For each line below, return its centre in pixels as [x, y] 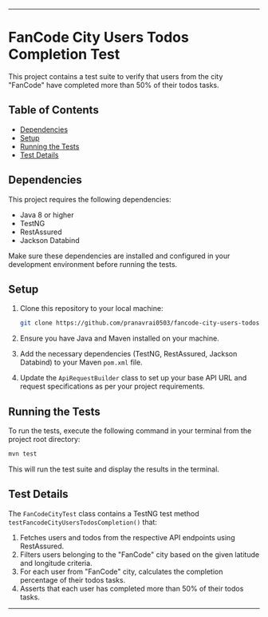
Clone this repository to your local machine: [91, 308]
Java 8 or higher [47, 215]
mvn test [23, 454]
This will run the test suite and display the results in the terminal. [114, 469]
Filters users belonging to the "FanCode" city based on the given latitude [140, 554]
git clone [36, 323]
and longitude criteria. [56, 563]
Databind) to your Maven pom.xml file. [81, 362]
